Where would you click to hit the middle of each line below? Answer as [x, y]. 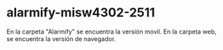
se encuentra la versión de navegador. [61, 38]
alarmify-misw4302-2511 [81, 13]
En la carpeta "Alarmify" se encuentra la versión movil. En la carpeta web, [111, 32]
